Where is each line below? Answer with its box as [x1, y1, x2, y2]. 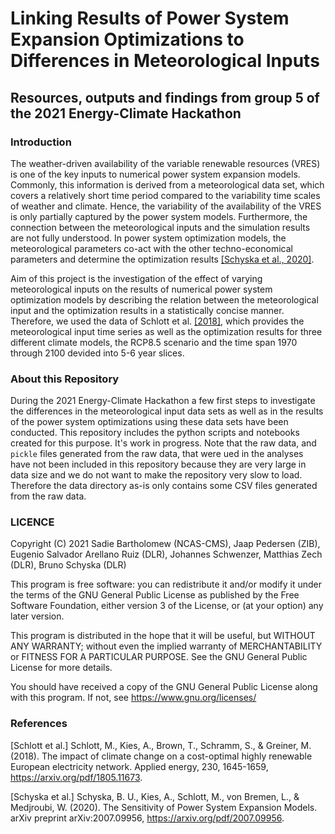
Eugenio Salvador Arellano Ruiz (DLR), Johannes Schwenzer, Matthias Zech [10, 548, 323, 561]
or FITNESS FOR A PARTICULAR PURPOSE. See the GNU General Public [10, 651, 308, 663]
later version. [10, 610, 65, 622]
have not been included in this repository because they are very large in [10, 458, 307, 471]
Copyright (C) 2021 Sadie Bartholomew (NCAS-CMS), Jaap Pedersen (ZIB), [10, 538, 321, 550]
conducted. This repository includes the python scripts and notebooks [10, 427, 300, 439]
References [10, 717, 68, 731]
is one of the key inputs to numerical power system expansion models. [10, 168, 301, 180]
